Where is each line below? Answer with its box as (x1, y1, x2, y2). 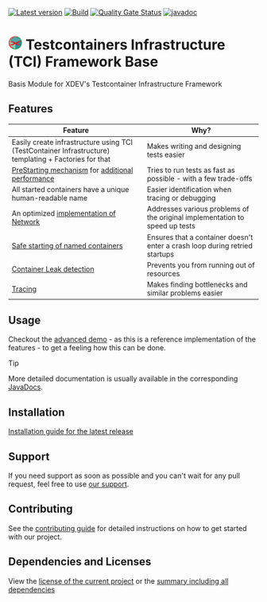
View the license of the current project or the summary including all (8, 576, 229, 585)
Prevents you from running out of (146, 260, 256, 270)
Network (11, 217, 41, 226)
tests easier (146, 150, 185, 159)
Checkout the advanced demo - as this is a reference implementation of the (8, 334, 257, 344)
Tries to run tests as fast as (146, 165, 236, 174)
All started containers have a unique (11, 185, 130, 194)
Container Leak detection (11, 264, 95, 274)
